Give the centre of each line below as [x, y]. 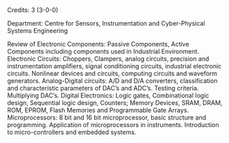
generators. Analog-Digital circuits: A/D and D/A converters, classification [112, 81]
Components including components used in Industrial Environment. [103, 51]
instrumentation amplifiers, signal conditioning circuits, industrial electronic [114, 66]
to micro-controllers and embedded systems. [72, 132]
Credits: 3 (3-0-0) [33, 10]
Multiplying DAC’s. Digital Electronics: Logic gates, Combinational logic [108, 95]
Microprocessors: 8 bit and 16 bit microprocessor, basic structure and [107, 117]
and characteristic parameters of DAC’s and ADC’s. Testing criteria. [103, 88]
